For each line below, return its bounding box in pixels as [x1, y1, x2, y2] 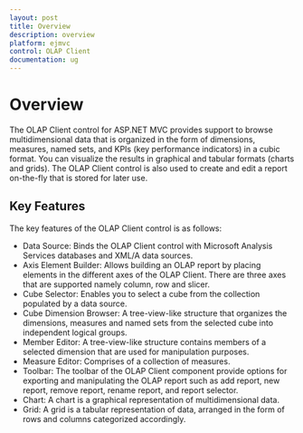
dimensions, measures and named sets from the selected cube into [22, 317, 274, 328]
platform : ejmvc [9, 38, 71, 48]
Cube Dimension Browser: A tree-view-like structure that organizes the [22, 307, 288, 318]
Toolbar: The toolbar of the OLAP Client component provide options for [22, 365, 288, 376]
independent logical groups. [22, 327, 128, 338]
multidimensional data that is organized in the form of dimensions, [9, 133, 256, 145]
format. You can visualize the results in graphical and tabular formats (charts [9, 153, 295, 164]
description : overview [9, 30, 95, 39]
